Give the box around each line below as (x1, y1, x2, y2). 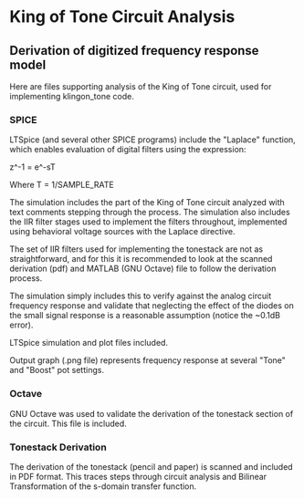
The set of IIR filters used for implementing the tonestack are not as (9, 244, 263, 255)
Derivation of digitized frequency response (9, 43, 259, 58)
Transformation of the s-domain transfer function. (9, 481, 197, 492)
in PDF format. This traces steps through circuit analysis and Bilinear (9, 471, 267, 482)
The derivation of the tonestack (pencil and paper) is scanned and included (9, 461, 294, 472)
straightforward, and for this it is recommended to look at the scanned (9, 254, 273, 265)
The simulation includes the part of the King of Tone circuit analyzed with (9, 197, 285, 208)
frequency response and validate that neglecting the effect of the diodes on (9, 300, 294, 311)
